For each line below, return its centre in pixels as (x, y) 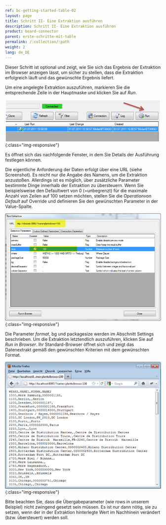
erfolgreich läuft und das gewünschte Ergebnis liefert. (60, 77)
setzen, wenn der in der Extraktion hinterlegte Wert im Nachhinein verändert (83, 512)
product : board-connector (32, 32)
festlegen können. (23, 160)
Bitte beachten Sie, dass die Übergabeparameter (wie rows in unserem (77, 502)
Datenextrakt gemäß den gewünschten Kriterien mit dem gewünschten (77, 349)
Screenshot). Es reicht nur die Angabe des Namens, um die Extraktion (76, 175)
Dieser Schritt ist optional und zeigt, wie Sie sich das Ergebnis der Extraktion (83, 67)
